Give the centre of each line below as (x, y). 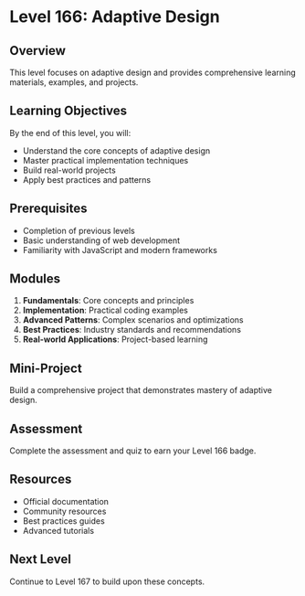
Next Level (40, 559)
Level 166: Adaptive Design (115, 17)
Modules (35, 279)
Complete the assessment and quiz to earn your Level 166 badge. (133, 451)
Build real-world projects (69, 170)
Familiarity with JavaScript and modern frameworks (120, 250)
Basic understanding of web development (101, 240)
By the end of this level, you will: (70, 133)
